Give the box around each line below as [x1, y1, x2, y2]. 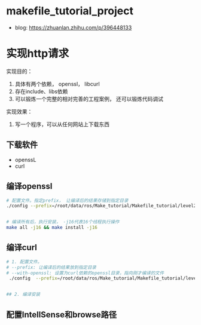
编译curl [6, 243, 38, 253]
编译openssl [6, 181, 53, 192]
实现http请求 [6, 47, 69, 60]
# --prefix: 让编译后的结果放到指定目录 [6, 264, 97, 270]
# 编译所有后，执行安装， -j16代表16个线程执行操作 [6, 219, 120, 225]
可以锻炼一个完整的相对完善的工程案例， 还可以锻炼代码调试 [14, 95, 163, 102]
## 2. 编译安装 [6, 292, 41, 298]
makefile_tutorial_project [6, 4, 133, 18]
